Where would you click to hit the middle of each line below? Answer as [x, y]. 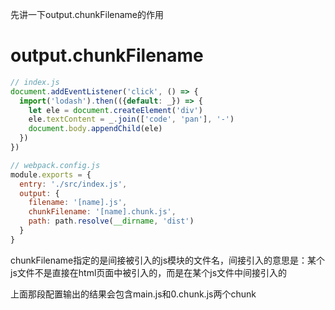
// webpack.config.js [55, 165]
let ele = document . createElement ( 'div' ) [115, 110]
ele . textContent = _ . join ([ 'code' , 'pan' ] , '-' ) [131, 119]
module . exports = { [51, 174]
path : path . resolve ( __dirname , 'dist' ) [111, 221]
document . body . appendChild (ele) [95, 129]
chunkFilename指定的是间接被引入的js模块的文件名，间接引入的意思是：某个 [168, 260]
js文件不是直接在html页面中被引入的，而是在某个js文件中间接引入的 [149, 272]
